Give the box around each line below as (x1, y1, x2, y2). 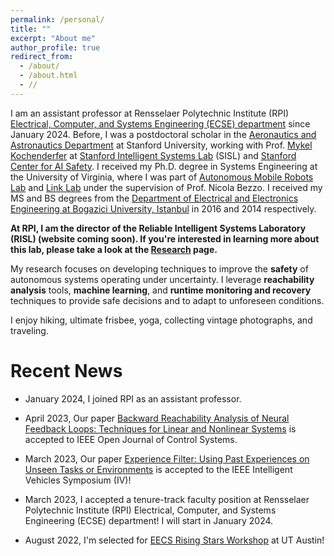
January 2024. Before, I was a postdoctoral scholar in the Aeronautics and (10, 128, 317, 140)
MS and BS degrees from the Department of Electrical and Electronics (10, 192, 299, 204)
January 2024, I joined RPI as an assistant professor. (24, 392, 242, 405)
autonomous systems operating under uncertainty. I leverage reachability (10, 273, 315, 285)
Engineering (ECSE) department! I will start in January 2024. (24, 514, 274, 526)
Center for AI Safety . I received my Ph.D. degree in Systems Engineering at (10, 160, 318, 172)
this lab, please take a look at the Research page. (10, 243, 218, 255)
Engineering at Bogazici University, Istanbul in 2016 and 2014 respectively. (10, 202, 317, 215)
